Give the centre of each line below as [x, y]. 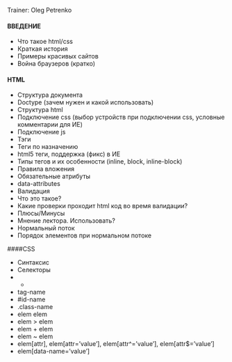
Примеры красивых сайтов [58, 56]
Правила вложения [46, 169]
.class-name [35, 307]
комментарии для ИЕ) [50, 125]
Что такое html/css [45, 42]
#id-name [31, 299]
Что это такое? [39, 198]
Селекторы [34, 270]
